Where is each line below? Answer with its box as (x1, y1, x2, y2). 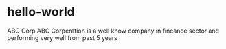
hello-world (7, 4, 76, 20)
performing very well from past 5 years (7, 33, 118, 42)
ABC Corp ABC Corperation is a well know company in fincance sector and (7, 27, 220, 35)
